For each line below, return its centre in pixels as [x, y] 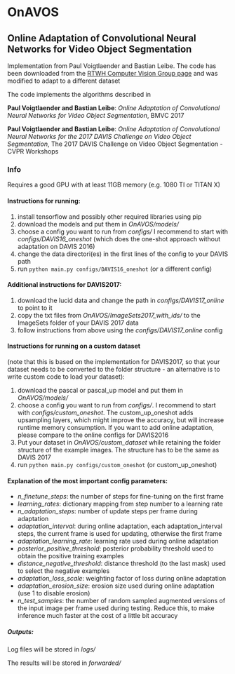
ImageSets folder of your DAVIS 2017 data [78, 323]
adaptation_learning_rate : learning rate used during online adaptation [118, 541]
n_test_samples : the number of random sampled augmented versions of [121, 601]
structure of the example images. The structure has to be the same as [118, 450]
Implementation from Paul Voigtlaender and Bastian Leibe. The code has [112, 66]
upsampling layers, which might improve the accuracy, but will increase [121, 420]
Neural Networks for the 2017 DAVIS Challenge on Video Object [99, 136]
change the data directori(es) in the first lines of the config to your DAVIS [123, 254]
